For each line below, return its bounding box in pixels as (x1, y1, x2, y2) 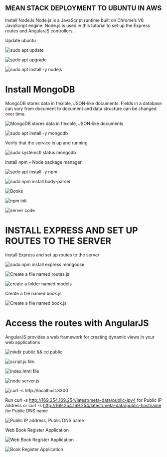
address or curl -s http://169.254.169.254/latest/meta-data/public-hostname (5, 402, 162, 408)
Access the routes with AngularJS (5, 317, 149, 329)
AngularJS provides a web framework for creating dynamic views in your (5, 334, 155, 340)
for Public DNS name (5, 408, 48, 414)
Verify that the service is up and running (5, 139, 88, 146)
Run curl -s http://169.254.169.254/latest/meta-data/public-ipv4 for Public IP (5, 397, 162, 403)
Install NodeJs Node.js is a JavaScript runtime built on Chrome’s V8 (5, 17, 144, 23)
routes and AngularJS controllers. (5, 27, 74, 34)
